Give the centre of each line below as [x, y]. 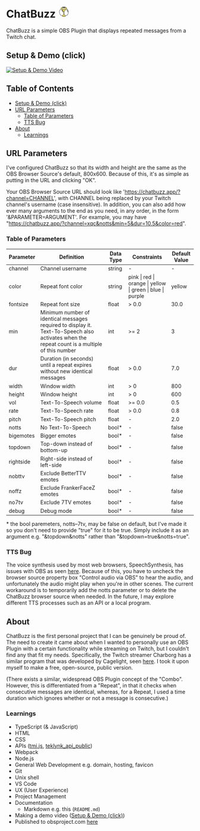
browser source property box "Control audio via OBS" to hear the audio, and [100, 578]
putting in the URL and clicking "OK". [51, 180]
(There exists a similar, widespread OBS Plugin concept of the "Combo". [95, 679]
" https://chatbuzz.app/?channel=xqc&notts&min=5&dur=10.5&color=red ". [96, 223]
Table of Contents [40, 89]
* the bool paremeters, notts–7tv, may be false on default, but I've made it [96, 524]
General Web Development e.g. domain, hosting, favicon [84, 764]
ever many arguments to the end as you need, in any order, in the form [93, 211]
